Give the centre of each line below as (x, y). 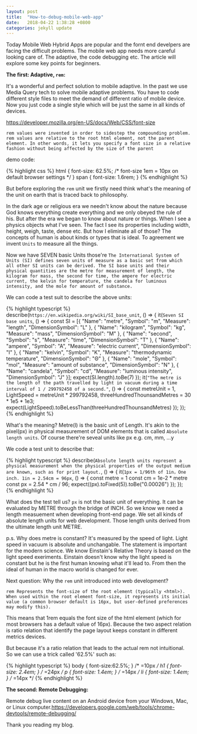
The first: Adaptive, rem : (36, 75)
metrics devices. (26, 637)
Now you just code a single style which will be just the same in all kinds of (96, 105)
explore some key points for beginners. (54, 63)
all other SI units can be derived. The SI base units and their (88, 266)
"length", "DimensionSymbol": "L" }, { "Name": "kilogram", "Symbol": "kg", (96, 327)
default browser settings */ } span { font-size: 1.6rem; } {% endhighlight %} (97, 177)
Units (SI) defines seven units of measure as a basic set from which (94, 261)
